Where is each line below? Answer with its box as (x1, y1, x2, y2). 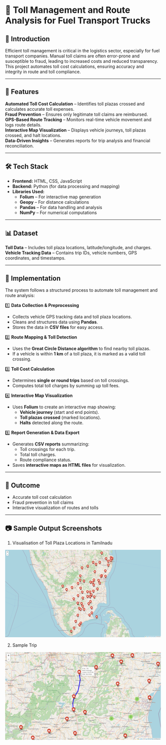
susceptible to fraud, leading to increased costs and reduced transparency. (5, 58, 159, 64)
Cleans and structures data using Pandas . (12, 319, 98, 325)
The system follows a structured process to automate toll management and (5, 287, 158, 293)
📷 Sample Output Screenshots (5, 524, 102, 533)
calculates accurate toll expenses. (5, 106, 75, 112)
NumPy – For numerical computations (19, 210, 97, 216)
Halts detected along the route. (19, 420, 84, 426)
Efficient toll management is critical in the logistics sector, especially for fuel (5, 48, 160, 53)
